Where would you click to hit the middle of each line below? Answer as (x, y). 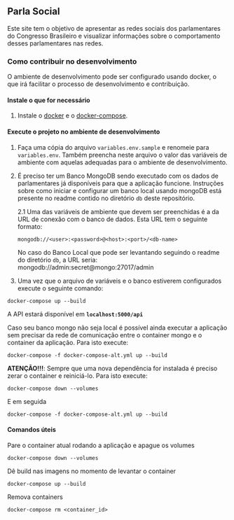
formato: (30, 226)
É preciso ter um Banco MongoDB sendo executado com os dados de (118, 176)
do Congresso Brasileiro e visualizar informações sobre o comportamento (114, 36)
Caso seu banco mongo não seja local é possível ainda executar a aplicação (117, 328)
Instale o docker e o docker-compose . (73, 115)
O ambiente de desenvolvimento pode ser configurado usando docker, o (112, 77)
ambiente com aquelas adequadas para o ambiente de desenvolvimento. (122, 162)
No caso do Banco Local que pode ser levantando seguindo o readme (118, 252)
